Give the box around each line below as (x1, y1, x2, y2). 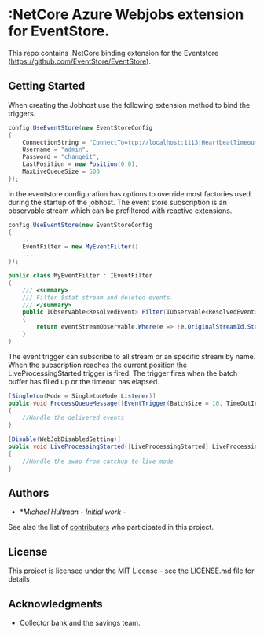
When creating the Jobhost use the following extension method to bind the (8, 100, 251, 109)
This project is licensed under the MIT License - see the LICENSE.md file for (8, 566, 255, 575)
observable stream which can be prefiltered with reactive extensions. (8, 206, 233, 215)
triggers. (8, 108, 36, 118)
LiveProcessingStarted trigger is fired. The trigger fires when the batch (8, 368, 238, 378)
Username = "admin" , (22, 145, 90, 154)
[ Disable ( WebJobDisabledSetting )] (8, 435, 122, 443)
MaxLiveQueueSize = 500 (22, 167, 101, 175)
